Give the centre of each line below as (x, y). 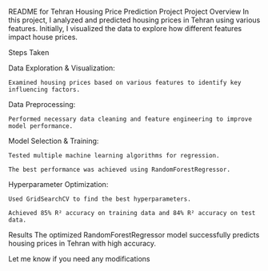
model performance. (41, 126)
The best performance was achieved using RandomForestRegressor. (119, 169)
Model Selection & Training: (54, 141)
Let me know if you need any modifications (79, 259)
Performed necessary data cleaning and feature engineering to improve (130, 119)
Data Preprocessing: (42, 104)
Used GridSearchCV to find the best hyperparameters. (100, 199)
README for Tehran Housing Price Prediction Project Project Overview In (129, 12)
